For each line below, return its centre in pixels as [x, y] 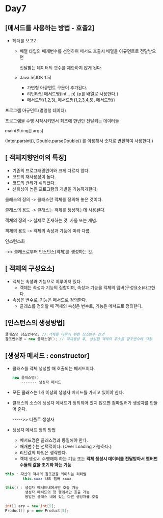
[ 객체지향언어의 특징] [36, 158]
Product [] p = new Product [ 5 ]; [37, 511]
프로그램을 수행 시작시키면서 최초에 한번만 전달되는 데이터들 [62, 121]
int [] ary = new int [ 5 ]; [30, 506]
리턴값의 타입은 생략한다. [43, 452]
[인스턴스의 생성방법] [35, 323]
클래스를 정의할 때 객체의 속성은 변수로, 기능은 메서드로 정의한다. [81, 306]
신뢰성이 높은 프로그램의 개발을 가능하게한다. [55, 189]
